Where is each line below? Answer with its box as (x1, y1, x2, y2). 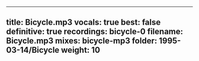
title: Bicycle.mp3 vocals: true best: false (6, 17, 161, 27)
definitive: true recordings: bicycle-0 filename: (6, 27, 184, 37)
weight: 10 (61, 45, 101, 55)
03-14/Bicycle (6, 45, 60, 55)
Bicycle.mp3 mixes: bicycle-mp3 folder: (6, 36, 158, 46)
